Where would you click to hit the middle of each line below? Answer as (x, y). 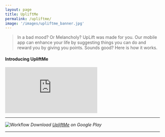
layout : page (18, 10)
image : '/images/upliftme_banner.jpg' (45, 23)
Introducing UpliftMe (27, 59)
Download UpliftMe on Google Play (66, 125)
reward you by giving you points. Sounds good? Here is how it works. (87, 48)
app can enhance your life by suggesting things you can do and (82, 43)
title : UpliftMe (22, 14)
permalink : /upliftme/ (28, 19)
